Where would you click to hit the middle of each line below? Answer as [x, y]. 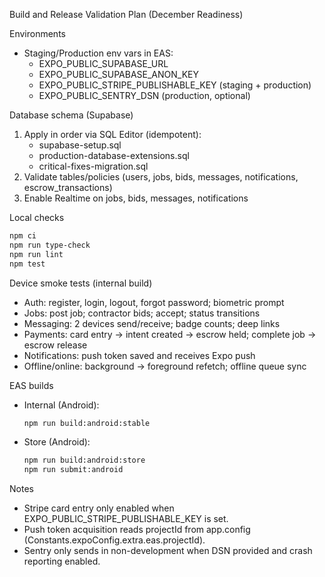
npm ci [23, 236]
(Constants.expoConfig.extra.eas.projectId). [114, 540]
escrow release [55, 345]
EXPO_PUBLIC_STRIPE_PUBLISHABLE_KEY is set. [126, 519]
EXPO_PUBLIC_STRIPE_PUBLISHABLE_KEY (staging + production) [175, 85]
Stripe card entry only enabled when [99, 508]
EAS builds [31, 385]
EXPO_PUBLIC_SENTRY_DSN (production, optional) [144, 95]
